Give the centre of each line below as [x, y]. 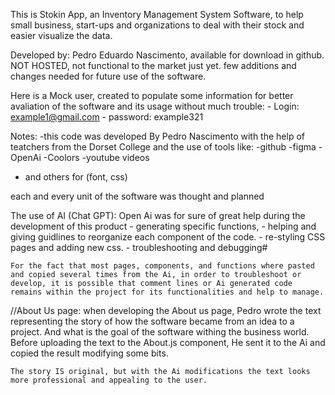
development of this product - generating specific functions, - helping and [163, 226]
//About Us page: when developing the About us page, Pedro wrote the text [166, 310]
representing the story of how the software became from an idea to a [152, 321]
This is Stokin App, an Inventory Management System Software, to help [157, 14]
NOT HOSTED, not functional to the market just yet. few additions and [153, 65]
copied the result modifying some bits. [89, 353]
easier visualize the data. [61, 35]
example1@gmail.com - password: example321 [107, 117]
